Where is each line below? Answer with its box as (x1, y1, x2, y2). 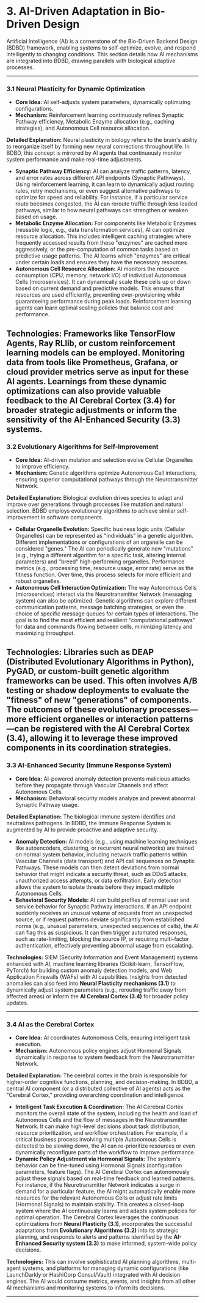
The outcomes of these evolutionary (6, 705, 148, 715)
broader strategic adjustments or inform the (6, 405, 177, 415)
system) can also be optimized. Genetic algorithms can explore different (15, 596, 197, 604)
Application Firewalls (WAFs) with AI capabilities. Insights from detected (6, 973, 187, 980)
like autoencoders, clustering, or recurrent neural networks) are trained (15, 844, 194, 852)
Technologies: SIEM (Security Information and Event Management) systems (6, 953, 198, 961)
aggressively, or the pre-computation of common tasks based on (15, 246, 179, 253)
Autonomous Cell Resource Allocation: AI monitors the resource (15, 265, 179, 273)
